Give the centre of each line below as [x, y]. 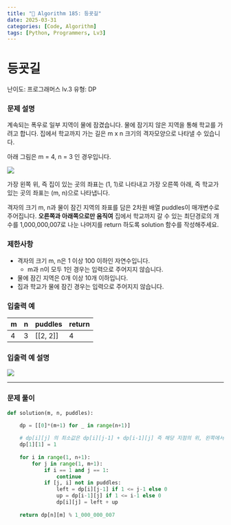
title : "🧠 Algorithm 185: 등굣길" [54, 13]
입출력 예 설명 [29, 357]
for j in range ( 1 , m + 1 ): [67, 464]
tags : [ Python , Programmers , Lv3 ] [57, 33]
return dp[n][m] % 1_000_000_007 [67, 515]
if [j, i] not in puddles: [82, 483]
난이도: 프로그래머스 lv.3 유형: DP [52, 89]
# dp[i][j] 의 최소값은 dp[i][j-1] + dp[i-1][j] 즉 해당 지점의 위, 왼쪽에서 [122, 438]
